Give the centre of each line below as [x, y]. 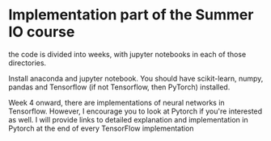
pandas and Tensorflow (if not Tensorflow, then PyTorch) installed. [119, 87]
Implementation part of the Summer [131, 15]
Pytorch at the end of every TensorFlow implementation [101, 128]
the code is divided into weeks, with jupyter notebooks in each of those [127, 54]
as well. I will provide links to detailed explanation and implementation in [128, 119]
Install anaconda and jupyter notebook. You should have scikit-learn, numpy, [136, 78]
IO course [42, 32]
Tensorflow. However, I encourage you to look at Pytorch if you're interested [135, 111]
